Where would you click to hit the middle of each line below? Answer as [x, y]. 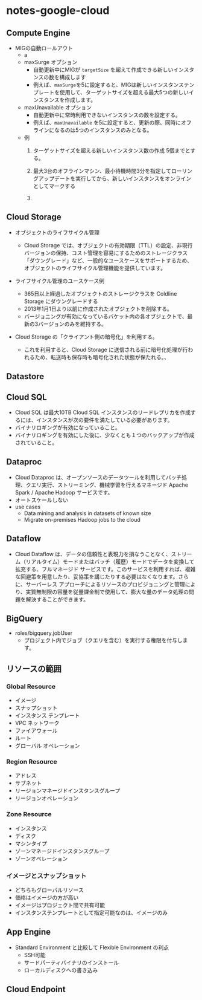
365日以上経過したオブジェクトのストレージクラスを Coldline [100, 293]
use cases [28, 507]
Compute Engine [38, 33]
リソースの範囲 [34, 669]
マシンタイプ [31, 843]
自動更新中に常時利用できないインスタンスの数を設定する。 [107, 115]
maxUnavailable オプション [58, 107]
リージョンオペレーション [47, 798]
